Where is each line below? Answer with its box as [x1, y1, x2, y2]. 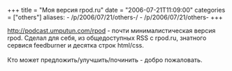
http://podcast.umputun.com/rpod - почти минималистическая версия [7, 27, 216, 34]
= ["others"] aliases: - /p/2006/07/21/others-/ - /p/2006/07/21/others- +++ [7, 13, 223, 21]
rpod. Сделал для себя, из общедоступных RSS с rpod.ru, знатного [7, 34, 207, 42]
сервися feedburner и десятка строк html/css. [7, 41, 145, 49]
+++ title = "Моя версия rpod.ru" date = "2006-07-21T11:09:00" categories [7, 6, 226, 14]
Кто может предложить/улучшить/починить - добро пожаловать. [7, 56, 203, 64]
